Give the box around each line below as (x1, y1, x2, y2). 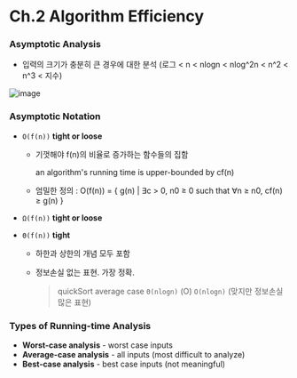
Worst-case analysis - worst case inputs (21, 340, 173, 350)
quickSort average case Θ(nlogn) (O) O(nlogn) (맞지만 (57, 286, 253, 296)
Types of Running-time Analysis (9, 319, 152, 332)
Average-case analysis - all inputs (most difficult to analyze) (21, 350, 246, 360)
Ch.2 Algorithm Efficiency (9, 6, 205, 27)
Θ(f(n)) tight (21, 229, 71, 240)
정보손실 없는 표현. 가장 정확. (35, 267, 135, 277)
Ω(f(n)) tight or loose (21, 212, 103, 223)
